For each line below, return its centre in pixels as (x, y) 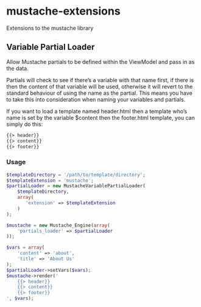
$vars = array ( (26, 247)
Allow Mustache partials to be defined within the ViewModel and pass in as (100, 61)
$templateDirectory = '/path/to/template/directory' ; (76, 174)
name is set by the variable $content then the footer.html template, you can (100, 117)
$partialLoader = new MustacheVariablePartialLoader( (76, 186)
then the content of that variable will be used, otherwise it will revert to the (100, 86)
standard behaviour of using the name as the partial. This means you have (100, 93)
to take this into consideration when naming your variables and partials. (96, 99)
